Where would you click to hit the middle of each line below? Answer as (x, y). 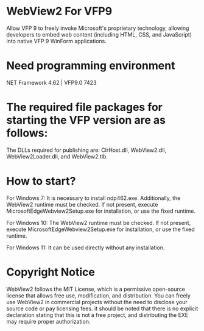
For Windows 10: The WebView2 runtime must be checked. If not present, (99, 222)
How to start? (41, 181)
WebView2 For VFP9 (59, 11)
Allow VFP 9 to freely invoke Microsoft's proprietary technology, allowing (98, 28)
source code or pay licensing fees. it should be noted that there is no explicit (102, 308)
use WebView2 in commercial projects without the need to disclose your (97, 302)
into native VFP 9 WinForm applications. (56, 41)
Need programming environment (91, 66)
